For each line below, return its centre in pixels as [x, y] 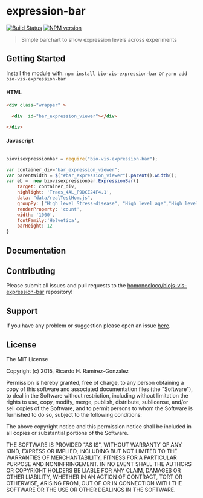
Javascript [20, 141]
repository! [59, 292]
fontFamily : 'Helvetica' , [48, 220]
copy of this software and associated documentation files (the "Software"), [100, 389]
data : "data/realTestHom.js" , [55, 198]
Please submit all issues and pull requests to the [66, 286]
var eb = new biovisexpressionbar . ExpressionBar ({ [72, 181]
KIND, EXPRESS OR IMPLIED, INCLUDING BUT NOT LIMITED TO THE [92, 451]
